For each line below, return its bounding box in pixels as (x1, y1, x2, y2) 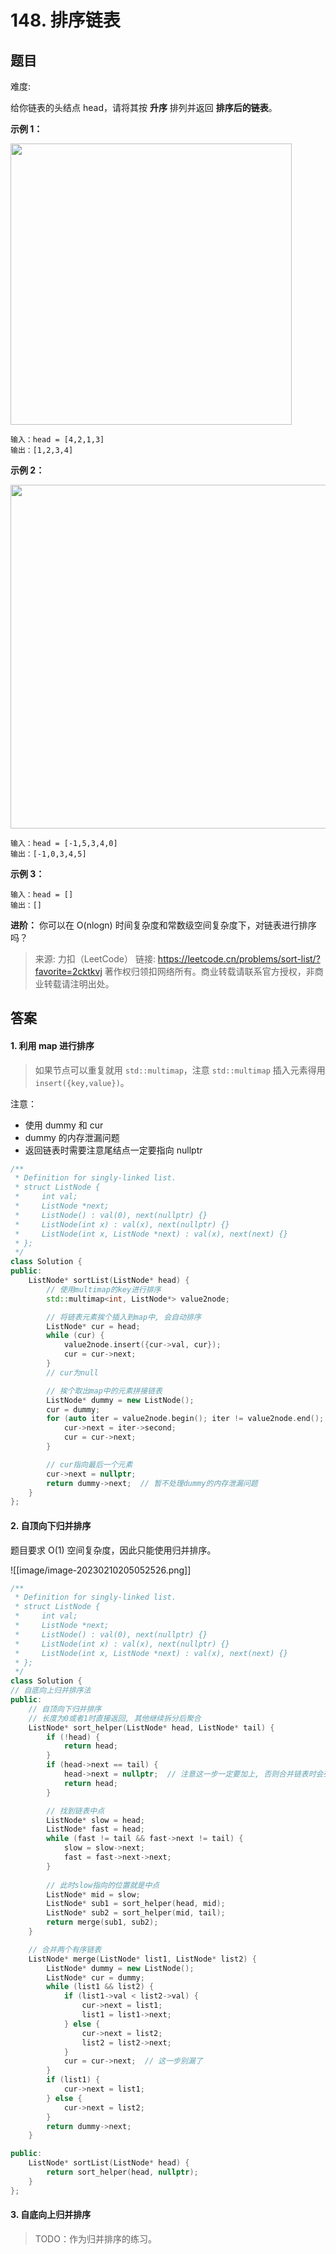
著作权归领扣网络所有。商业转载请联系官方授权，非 (104, 966, 315, 977)
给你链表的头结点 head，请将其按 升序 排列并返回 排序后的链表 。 (10, 102, 278, 113)
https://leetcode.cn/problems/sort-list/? (157, 953, 321, 965)
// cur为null (46, 1367, 99, 1378)
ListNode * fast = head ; (46, 1824, 145, 1835)
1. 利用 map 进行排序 (10, 1039, 95, 1051)
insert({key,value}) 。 (34, 1076, 130, 1088)
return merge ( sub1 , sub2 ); (46, 1917, 159, 1928)
